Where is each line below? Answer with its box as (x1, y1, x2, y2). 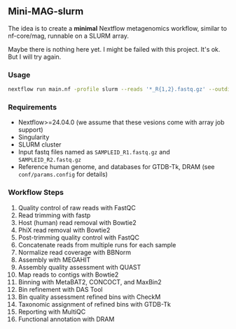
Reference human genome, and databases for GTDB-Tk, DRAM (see (18, 163, 215, 171)
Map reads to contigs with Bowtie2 (18, 270, 119, 279)
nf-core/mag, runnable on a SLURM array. (8, 31, 129, 40)
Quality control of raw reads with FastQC (18, 203, 136, 212)
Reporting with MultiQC (18, 307, 86, 316)
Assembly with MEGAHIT (18, 255, 91, 264)
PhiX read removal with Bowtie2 (18, 226, 111, 234)
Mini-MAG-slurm (8, 6, 84, 17)
